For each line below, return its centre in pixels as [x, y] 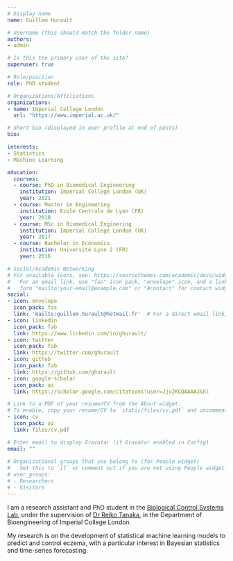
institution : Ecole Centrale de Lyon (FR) [82, 211]
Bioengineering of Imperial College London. [69, 522]
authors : [20, 39]
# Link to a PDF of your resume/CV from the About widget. [94, 404]
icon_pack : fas [35, 308]
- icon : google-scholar [42, 378]
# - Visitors [26, 487]
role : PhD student [34, 83]
